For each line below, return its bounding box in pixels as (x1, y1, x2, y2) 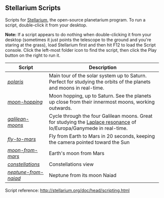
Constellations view (48, 161, 94, 168)
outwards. (48, 105, 72, 111)
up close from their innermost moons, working (48, 98, 155, 105)
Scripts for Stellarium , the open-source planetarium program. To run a (5, 17, 145, 22)
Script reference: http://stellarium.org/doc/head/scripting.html (5, 187, 130, 193)
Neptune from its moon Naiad (48, 172, 117, 178)
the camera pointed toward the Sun (48, 139, 130, 146)
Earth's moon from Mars (48, 150, 105, 156)
